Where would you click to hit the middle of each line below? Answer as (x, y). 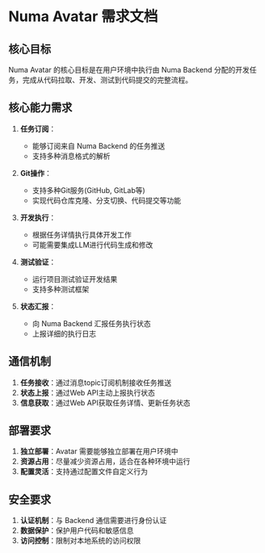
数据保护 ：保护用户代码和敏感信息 (77, 530)
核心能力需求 (40, 108)
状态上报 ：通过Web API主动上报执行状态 (87, 392)
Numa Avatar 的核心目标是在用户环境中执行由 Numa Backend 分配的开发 (129, 70)
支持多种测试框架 (61, 289)
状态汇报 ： (38, 306)
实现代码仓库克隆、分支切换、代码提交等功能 (107, 200)
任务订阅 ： (38, 128)
